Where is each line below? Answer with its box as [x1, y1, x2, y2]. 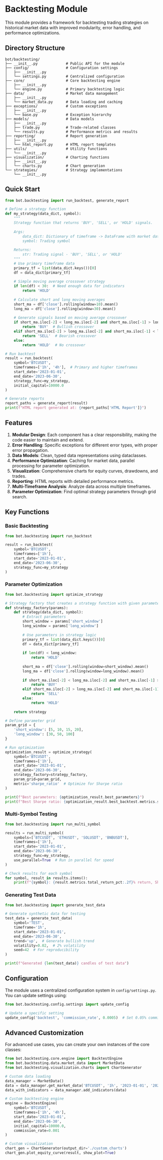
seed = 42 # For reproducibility [14, 948, 79, 953]
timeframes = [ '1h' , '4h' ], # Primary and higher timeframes [14, 365, 138, 370]
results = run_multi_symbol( [5, 830, 64, 835]
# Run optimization [5, 745, 45, 750]
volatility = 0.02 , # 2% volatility [14, 943, 86, 948]
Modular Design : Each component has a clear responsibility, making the [12, 432, 157, 438]
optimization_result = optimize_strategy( [5, 750, 92, 755]
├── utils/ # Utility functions [5, 146, 108, 151]
